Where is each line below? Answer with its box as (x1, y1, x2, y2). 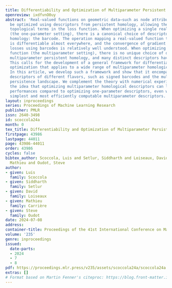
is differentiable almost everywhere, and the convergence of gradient (10, 41, 166, 46)
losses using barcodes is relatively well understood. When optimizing (10, 46, 166, 51)
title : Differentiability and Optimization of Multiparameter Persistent (5, 7, 166, 13)
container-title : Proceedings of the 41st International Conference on (5, 227, 161, 233)
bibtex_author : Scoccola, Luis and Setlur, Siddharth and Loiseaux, (5, 156, 155, 161)
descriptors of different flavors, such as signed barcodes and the (10, 74, 159, 80)
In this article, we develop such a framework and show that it (10, 70, 150, 75)
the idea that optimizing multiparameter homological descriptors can (10, 84, 164, 89)
